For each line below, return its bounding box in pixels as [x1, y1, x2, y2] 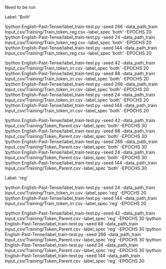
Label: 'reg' [4, 175, 28, 180]
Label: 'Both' [4, 14, 31, 19]
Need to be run [4, 4, 36, 10]
